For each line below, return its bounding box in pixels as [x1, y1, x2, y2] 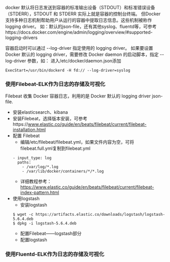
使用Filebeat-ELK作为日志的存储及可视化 [5, 80, 106, 87]
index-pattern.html [20, 189, 59, 195]
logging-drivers [5, 35, 38, 41]
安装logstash [20, 202, 47, 208]
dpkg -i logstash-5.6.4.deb [17, 221, 77, 226]
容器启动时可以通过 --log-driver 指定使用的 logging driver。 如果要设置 [5, 45, 153, 51]
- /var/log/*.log [22, 165, 58, 170]
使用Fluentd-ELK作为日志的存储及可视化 [5, 251, 105, 258]
